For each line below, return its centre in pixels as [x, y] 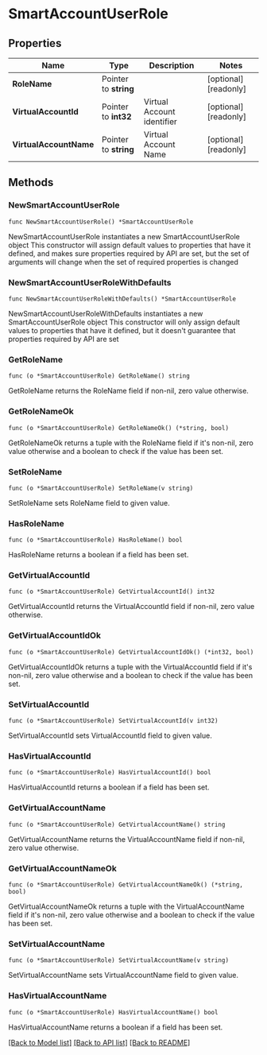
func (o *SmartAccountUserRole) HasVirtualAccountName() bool [113, 1012]
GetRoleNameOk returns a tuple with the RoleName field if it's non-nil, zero [131, 443]
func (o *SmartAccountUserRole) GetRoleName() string [99, 376]
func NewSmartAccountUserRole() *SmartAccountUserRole [101, 222]
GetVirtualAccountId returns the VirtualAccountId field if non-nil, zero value [132, 607]
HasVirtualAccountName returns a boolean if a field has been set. [116, 1027]
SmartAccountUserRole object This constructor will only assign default [124, 322]
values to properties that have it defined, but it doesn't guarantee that [122, 330]
